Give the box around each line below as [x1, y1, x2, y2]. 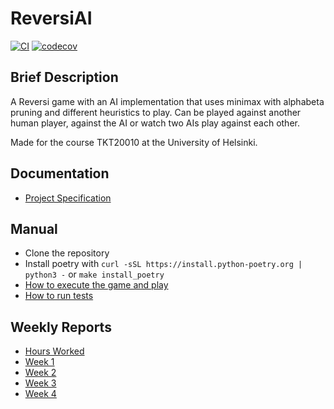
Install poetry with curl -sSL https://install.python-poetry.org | [24, 258, 303, 270]
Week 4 [24, 388, 57, 400]
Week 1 [24, 356, 55, 368]
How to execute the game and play [24, 279, 169, 291]
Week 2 [24, 367, 57, 379]
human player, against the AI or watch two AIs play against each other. [10, 117, 300, 129]
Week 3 [24, 377, 57, 389]
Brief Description [10, 69, 119, 86]
